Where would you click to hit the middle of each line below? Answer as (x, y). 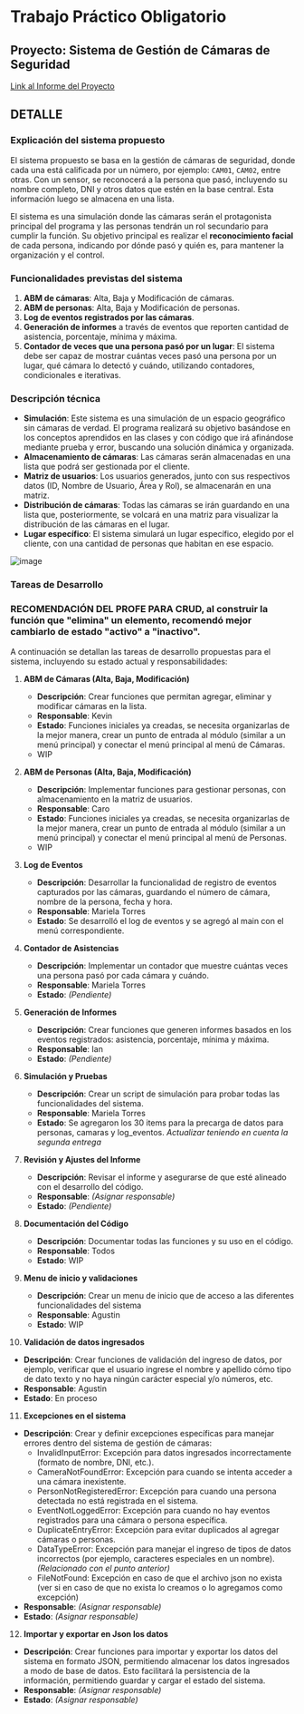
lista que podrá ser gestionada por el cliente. (107, 467)
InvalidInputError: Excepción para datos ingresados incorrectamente (164, 1452)
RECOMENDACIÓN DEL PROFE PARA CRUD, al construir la (139, 609)
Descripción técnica (56, 398)
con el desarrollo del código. (90, 1186)
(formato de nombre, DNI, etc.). (95, 1462)
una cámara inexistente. (81, 1481)
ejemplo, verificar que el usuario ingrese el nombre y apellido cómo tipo (157, 1369)
